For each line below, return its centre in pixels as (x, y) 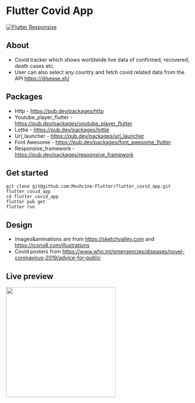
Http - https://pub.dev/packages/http (59, 111)
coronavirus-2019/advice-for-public (58, 258)
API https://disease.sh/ (42, 78)
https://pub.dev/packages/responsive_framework (74, 154)
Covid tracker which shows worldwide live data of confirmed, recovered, (102, 59)
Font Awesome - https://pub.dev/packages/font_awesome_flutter (93, 142)
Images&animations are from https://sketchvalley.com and (84, 239)
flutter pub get (26, 202)
